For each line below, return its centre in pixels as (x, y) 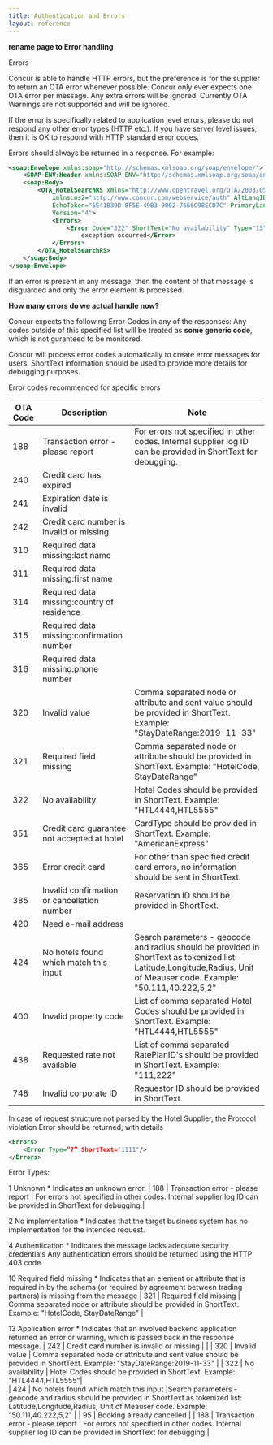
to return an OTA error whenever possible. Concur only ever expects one (130, 87)
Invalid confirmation (80, 890)
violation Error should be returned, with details (86, 1127)
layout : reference (39, 24)
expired (56, 485)
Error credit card (74, 867)
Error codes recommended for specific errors (84, 387)
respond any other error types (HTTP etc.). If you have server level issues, (133, 128)
